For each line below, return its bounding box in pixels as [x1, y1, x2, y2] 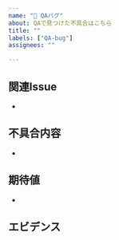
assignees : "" [8, 41, 56, 49]
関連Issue [8, 80, 58, 93]
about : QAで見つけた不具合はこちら [8, 19, 113, 27]
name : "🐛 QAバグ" [8, 11, 64, 20]
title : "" [8, 26, 42, 34]
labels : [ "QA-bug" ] [8, 33, 73, 42]
